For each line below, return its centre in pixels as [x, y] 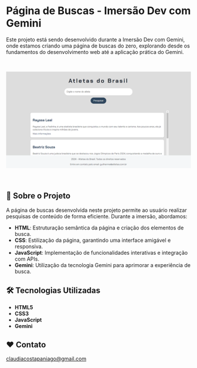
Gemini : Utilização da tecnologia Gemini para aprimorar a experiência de [102, 265]
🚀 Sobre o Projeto [38, 196]
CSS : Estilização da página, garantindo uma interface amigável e [93, 240]
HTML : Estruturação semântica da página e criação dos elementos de [99, 228]
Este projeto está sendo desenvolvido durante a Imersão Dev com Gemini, [96, 39]
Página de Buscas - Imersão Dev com [98, 11]
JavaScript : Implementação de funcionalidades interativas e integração [101, 252]
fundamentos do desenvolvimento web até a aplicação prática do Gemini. [95, 52]
